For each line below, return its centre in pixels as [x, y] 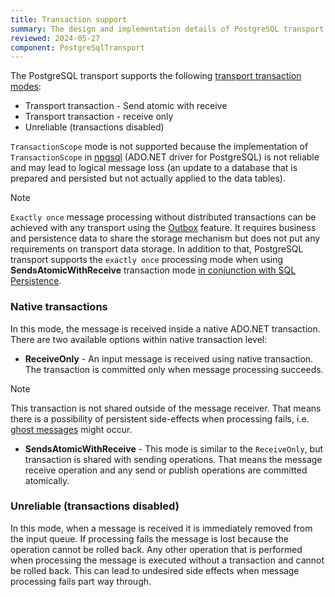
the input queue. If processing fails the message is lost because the [149, 538]
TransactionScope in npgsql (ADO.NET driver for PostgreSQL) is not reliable [165, 157]
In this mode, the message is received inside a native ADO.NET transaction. [165, 328]
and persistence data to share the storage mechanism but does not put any [165, 238]
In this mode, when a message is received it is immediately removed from [161, 528]
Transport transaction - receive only [99, 117]
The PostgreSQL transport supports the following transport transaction [156, 76]
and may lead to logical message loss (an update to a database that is [154, 168]
